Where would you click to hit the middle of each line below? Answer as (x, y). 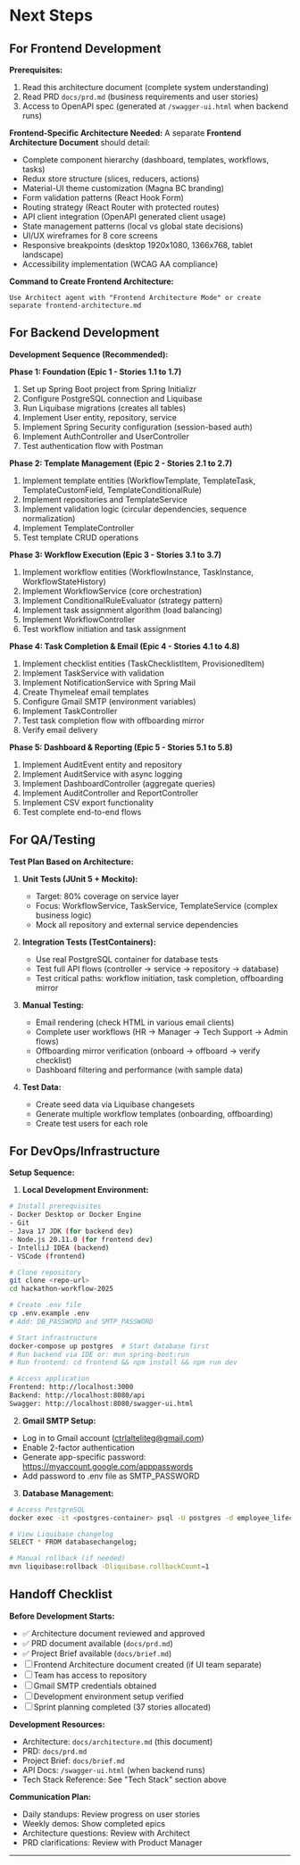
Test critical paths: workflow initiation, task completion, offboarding (159, 978)
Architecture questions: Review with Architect (106, 1833)
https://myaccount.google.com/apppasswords (108, 1466)
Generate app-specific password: (84, 1457)
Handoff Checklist (61, 1594)
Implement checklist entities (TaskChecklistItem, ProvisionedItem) (143, 663)
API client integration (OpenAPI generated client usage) (124, 216)
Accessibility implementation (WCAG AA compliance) (120, 264)
